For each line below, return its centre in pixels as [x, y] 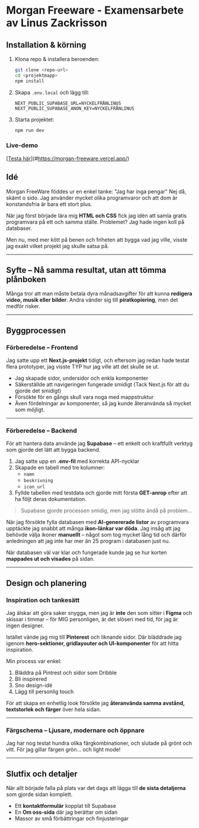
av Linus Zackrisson [57, 23]
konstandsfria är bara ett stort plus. [49, 204]
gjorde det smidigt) [38, 391]
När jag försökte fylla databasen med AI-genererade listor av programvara [98, 522]
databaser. [19, 228]
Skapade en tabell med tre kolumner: [60, 468]
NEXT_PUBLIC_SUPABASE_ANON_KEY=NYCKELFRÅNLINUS [74, 108]
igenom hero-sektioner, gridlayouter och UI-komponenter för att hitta [92, 643]
